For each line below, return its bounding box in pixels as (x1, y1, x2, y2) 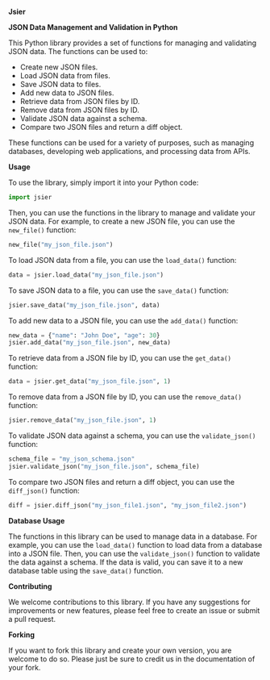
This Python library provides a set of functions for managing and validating (8, 38, 257, 48)
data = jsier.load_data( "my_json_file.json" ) (8, 270, 164, 279)
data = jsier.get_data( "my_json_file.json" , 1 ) (8, 378, 172, 386)
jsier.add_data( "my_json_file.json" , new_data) (8, 339, 172, 347)
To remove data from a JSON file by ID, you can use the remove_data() (8, 392, 242, 402)
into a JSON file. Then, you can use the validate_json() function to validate (8, 549, 260, 558)
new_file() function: (8, 225, 77, 235)
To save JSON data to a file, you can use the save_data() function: (8, 286, 229, 295)
